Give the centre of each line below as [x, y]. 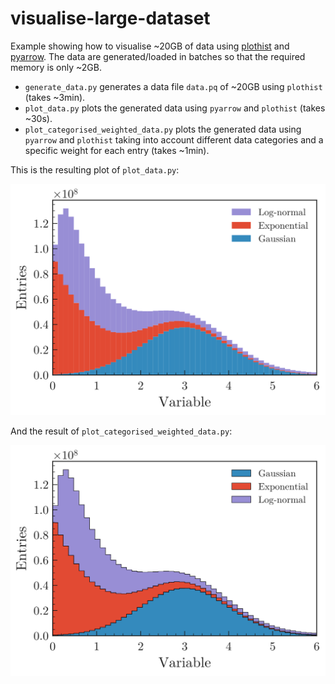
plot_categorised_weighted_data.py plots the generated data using [163, 129]
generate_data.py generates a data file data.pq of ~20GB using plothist [173, 86]
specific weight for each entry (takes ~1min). [117, 150]
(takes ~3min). [55, 97]
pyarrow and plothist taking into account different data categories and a [174, 139]
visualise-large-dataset [110, 18]
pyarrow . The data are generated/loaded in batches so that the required [158, 56]
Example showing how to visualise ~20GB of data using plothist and [150, 46]
